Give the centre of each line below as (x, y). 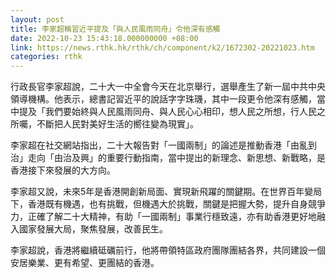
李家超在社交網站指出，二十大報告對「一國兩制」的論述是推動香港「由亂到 (163, 145)
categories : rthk (46, 57)
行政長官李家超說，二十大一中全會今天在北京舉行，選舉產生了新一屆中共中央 (168, 87)
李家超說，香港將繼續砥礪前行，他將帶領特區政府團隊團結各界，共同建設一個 (168, 250)
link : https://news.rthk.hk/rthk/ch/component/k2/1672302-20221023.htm (162, 47)
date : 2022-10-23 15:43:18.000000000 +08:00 (104, 38)
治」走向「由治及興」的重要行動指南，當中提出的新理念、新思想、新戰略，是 (168, 158)
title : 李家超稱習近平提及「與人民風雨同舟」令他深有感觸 (115, 29)
